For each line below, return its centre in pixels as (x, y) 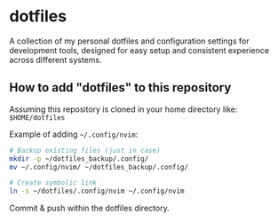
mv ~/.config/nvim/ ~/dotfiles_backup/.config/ (99, 167)
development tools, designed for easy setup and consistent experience (139, 50)
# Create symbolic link (53, 183)
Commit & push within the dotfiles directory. (90, 208)
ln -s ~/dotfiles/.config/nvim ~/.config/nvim (97, 191)
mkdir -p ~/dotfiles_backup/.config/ (79, 159)
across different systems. (56, 59)
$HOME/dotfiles (37, 117)
